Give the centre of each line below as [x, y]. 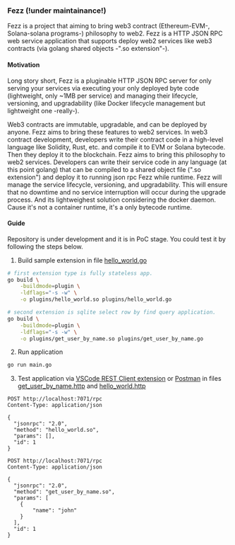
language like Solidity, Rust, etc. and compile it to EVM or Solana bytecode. [116, 147]
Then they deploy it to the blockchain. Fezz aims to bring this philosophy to [116, 154]
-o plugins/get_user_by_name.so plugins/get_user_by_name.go [112, 338]
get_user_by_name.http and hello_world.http [82, 386]
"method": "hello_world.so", [56, 430]
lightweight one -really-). [43, 110]
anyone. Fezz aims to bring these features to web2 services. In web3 [108, 132]
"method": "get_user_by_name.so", [64, 492]
